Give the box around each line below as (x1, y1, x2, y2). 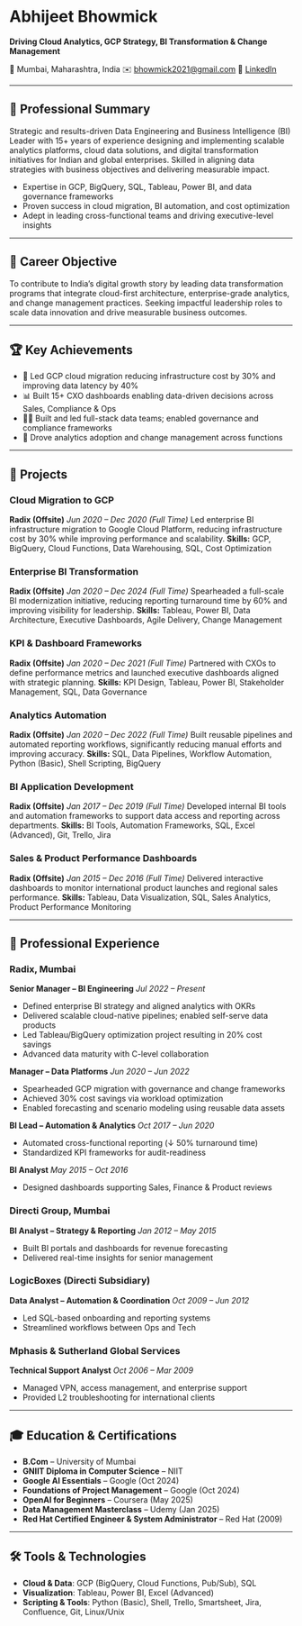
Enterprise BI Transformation (9, 565, 139, 577)
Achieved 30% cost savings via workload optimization (22, 1093, 224, 1104)
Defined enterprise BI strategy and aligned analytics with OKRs (22, 1001, 256, 1012)
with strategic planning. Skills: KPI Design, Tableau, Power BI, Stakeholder (9, 677, 285, 687)
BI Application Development (9, 780, 134, 793)
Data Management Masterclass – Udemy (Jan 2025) (22, 1503, 220, 1514)
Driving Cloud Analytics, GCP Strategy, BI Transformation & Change (9, 36, 268, 47)
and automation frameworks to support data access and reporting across (9, 811, 280, 822)
